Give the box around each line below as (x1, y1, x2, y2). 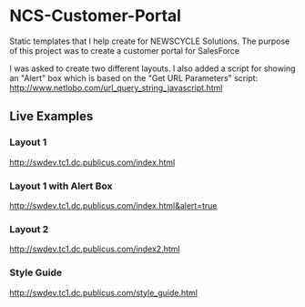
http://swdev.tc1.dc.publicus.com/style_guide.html (9, 287, 198, 298)
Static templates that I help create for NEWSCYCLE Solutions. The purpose (9, 36, 290, 46)
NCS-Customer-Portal (9, 5, 182, 26)
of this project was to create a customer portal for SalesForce (9, 45, 240, 56)
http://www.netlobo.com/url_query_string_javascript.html (9, 82, 223, 93)
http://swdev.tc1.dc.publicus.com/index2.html (9, 243, 180, 255)
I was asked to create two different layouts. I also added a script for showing (9, 63, 296, 74)
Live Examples (9, 108, 94, 124)
